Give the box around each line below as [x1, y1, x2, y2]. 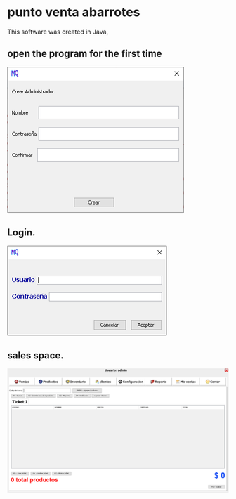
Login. [7, 226, 36, 239]
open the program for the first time [7, 48, 162, 60]
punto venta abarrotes [7, 4, 140, 20]
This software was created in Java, [7, 27, 109, 36]
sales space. [7, 349, 65, 361]
